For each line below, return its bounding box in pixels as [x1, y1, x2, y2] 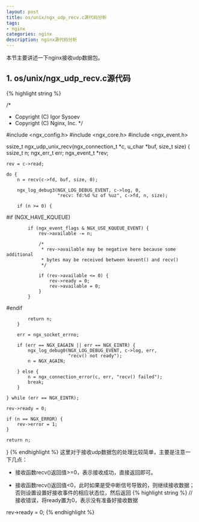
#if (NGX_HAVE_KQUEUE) [6, 213, 71, 220]
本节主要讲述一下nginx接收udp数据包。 [6, 54, 103, 61]
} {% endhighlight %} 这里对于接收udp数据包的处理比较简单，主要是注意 [6, 448, 186, 455]
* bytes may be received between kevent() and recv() [41, 256, 179, 263]
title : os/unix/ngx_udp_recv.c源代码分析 [6, 14, 107, 20]
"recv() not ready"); [68, 353, 122, 359]
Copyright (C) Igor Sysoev [14, 113, 80, 120]
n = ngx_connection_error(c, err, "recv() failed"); [28, 374, 163, 380]
